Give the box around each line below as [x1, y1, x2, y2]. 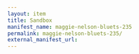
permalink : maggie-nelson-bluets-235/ [7, 29, 123, 37]
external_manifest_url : [7, 36, 78, 43]
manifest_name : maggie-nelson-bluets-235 [7, 23, 133, 30]
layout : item [7, 10, 46, 18]
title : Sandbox [7, 17, 53, 24]
